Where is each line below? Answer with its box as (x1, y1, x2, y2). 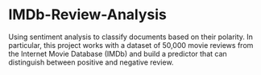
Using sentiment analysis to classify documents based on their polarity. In (8, 32, 254, 41)
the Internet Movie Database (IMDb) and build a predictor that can (8, 49, 227, 58)
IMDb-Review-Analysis (8, 6, 168, 24)
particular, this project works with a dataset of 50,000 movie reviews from (8, 40, 254, 49)
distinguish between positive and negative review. (8, 57, 174, 67)
